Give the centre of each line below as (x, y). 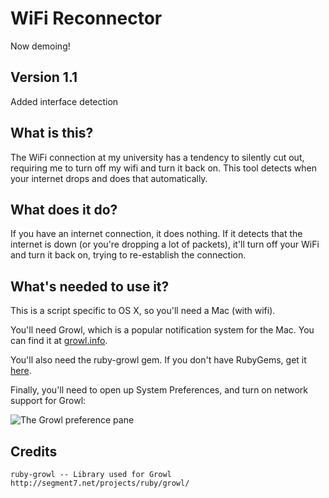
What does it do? (64, 209)
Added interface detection (64, 101)
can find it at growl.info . (59, 341)
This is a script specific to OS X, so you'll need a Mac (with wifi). (143, 311)
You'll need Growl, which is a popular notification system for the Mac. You (162, 330)
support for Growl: (48, 401)
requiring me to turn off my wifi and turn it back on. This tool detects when (163, 168)
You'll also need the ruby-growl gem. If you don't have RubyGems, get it (158, 360)
